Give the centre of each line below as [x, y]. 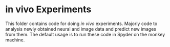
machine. [15, 40]
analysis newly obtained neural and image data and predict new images [81, 29]
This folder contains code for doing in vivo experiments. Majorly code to [81, 24]
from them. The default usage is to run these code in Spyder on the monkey [85, 34]
